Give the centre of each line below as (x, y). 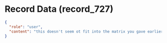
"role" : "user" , (26, 27)
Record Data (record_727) (59, 9)
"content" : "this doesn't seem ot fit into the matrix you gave (77, 31)
